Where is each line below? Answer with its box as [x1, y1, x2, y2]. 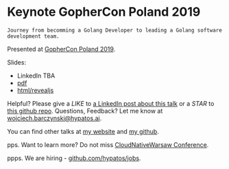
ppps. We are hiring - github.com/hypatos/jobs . [7, 154, 141, 162]
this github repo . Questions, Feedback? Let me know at [7, 106, 163, 115]
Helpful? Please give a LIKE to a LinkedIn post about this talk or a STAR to [7, 99, 215, 107]
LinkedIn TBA [16, 71, 56, 80]
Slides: [7, 58, 26, 66]
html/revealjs [16, 86, 54, 94]
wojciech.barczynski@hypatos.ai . [7, 114, 102, 122]
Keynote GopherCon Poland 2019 [7, 4, 201, 20]
